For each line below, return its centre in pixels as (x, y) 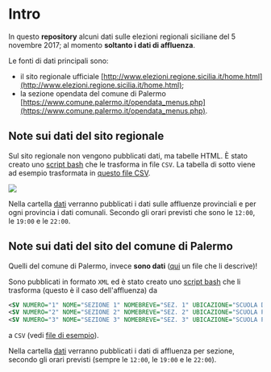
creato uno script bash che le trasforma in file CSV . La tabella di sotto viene (132, 164)
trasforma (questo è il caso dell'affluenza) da (83, 290)
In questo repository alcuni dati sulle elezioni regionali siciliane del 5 (122, 36)
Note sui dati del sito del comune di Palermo (121, 246)
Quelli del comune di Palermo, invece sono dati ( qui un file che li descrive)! (133, 266)
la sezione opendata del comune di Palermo (93, 93)
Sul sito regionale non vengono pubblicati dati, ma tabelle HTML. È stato (128, 155)
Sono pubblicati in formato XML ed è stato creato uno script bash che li (125, 281)
